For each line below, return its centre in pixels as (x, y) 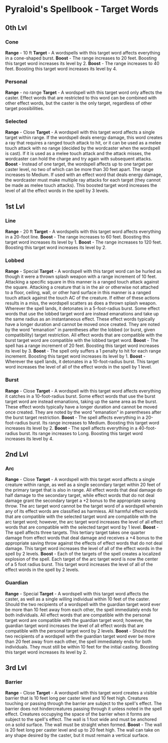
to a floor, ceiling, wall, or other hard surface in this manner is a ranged (78, 292)
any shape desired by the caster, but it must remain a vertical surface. (77, 735)
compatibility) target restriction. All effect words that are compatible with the (84, 335)
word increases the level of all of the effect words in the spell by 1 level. (79, 367)
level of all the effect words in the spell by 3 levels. (57, 190)
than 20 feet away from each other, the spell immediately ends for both (78, 641)
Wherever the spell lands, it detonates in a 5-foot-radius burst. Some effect (82, 308)
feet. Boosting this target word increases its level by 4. (61, 68)
